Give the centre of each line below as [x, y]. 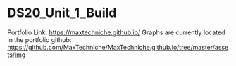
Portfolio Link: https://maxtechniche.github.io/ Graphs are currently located [116, 32]
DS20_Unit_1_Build [62, 13]
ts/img [17, 55]
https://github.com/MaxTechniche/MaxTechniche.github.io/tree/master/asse [118, 47]
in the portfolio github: [39, 39]
